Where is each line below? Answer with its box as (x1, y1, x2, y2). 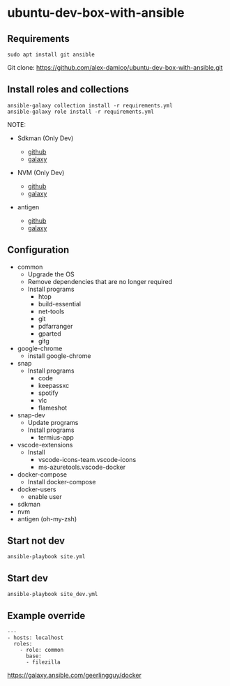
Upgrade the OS (27, 270, 75, 278)
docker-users (17, 485, 56, 493)
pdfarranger (38, 322, 73, 330)
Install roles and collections (7, 84, 129, 96)
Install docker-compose (27, 477, 96, 486)
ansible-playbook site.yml (7, 553, 86, 560)
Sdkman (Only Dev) (17, 134, 74, 142)
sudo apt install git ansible (7, 51, 95, 58)
